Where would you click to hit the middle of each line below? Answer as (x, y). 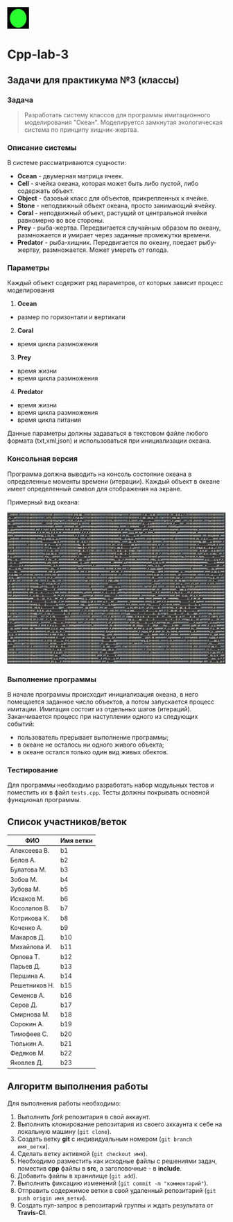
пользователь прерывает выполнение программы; (93, 738)
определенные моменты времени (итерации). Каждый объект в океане (114, 481)
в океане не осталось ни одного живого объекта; (90, 745)
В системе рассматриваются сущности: (67, 163)
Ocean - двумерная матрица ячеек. (70, 176)
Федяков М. (27, 1053)
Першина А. (28, 976)
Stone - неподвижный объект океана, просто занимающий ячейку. (117, 206)
